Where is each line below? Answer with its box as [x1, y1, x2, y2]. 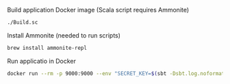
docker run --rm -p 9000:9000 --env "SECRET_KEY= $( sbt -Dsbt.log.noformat [7, 70, 225, 77]
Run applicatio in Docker [7, 57, 77, 65]
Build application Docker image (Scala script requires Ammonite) [7, 6, 190, 14]
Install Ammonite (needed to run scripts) [7, 31, 121, 40]
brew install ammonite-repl [7, 44, 88, 51]
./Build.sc [7, 19, 38, 26]
